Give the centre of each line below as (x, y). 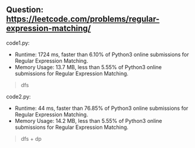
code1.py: (18, 43)
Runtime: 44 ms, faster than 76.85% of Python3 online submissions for (101, 108)
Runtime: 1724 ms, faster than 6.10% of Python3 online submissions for (102, 54)
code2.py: (18, 96)
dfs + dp (31, 138)
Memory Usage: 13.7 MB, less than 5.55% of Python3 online (88, 67)
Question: (25, 10)
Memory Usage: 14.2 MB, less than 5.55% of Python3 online (88, 121)
